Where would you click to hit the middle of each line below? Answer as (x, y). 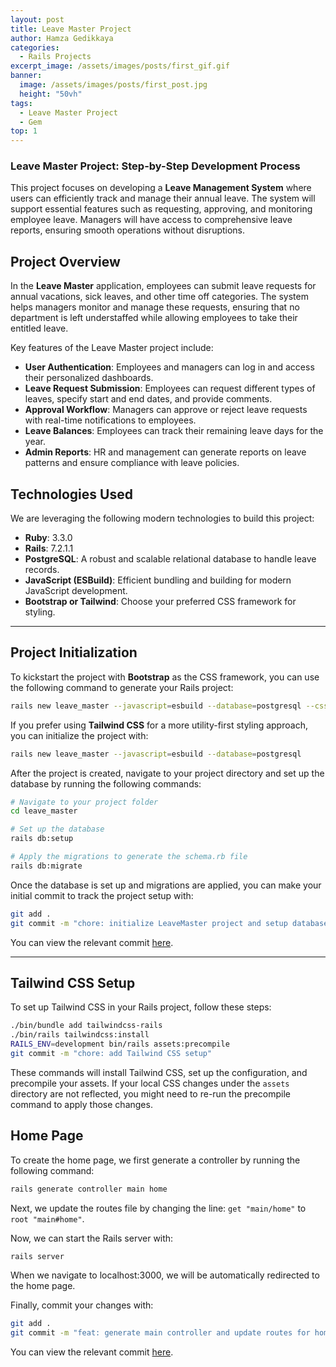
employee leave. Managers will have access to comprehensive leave (151, 220)
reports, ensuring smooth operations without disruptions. (128, 230)
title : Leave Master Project (71, 29)
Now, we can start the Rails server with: (92, 1238)
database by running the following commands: (106, 783)
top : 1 (24, 131)
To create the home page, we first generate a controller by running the (155, 1160)
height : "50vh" (51, 94)
